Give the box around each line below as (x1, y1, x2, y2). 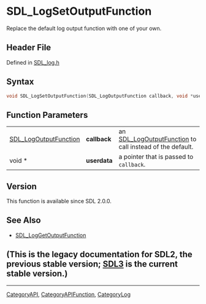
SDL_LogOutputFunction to (118, 135, 197, 144)
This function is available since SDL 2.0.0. (6, 198, 112, 205)
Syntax (6, 77, 34, 87)
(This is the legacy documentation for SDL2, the (6, 249, 193, 260)
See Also (6, 215, 41, 225)
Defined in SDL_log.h (6, 58, 59, 66)
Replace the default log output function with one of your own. (6, 25, 162, 32)
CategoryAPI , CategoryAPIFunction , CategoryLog (6, 290, 131, 298)
